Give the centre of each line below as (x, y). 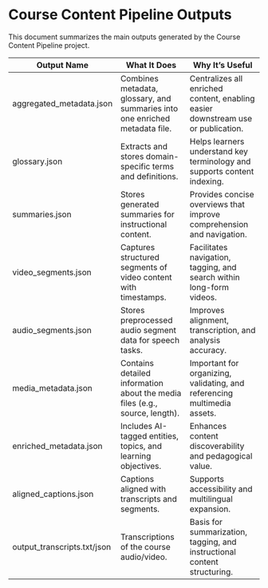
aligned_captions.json (53, 494)
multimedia (210, 403)
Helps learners (217, 141)
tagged (134, 435)
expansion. (210, 509)
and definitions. (149, 176)
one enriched (145, 118)
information (142, 383)
